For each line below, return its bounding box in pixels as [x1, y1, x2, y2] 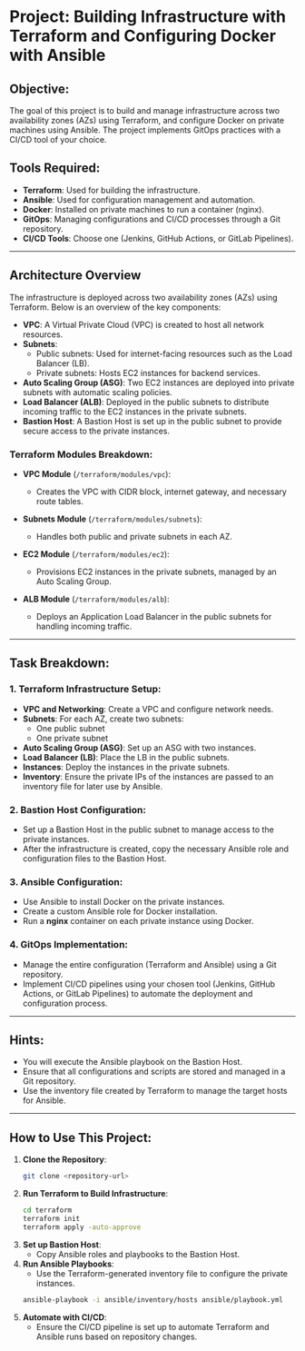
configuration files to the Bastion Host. [22, 852, 167, 864]
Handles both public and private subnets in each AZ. [35, 531, 233, 541]
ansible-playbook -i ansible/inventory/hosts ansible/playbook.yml [22, 1295, 283, 1305]
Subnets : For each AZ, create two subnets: [22, 713, 184, 724]
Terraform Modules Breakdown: [9, 448, 153, 461]
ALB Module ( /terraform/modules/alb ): [22, 593, 170, 604]
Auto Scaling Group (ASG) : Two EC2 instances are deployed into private [22, 377, 295, 388]
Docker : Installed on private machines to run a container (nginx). [22, 204, 265, 214]
